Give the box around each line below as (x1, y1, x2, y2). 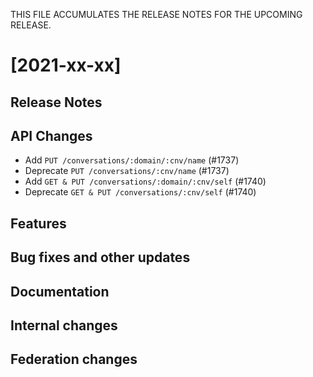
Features (10, 215, 67, 232)
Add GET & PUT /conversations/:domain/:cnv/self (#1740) (24, 175, 267, 188)
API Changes (10, 127, 93, 144)
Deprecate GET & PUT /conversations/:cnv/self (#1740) (24, 186, 257, 198)
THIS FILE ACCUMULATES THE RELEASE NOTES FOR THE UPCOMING (10, 9, 303, 20)
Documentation (10, 283, 110, 300)
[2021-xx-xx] (10, 54, 122, 77)
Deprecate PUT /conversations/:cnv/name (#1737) (24, 165, 230, 177)
